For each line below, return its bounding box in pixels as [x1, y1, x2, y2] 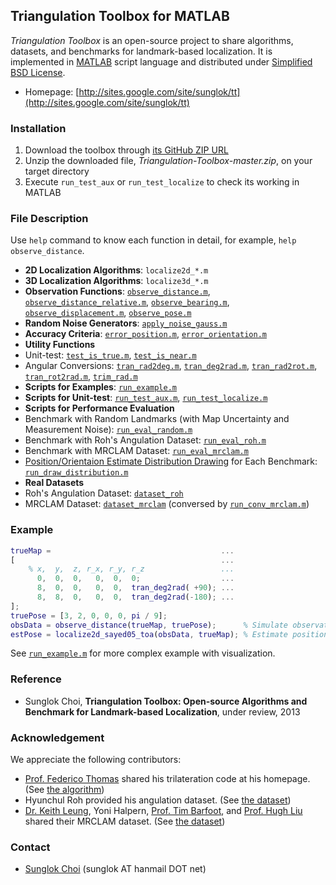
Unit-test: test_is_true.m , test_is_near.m [24, 349, 197, 361]
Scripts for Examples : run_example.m [24, 381, 178, 393]
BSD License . [10, 66, 66, 78]
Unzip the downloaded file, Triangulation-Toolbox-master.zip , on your [24, 155, 313, 167]
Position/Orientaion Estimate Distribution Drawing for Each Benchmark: [24, 455, 318, 468]
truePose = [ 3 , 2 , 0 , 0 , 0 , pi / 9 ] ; [10, 610, 168, 621]
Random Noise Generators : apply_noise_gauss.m [24, 317, 228, 329]
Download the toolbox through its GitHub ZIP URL [24, 144, 229, 156]
